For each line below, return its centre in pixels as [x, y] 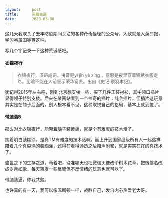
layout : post [23, 10]
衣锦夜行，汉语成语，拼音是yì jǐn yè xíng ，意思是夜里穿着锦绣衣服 [85, 75]
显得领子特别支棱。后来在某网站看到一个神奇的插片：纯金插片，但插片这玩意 [84, 98]
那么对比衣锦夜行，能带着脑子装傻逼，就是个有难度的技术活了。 [71, 129]
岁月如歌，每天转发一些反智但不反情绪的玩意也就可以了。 [68, 169]
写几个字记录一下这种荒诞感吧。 [38, 51]
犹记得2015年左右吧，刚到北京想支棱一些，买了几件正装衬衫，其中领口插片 [82, 92]
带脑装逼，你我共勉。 [27, 179]
